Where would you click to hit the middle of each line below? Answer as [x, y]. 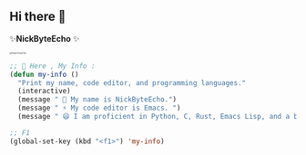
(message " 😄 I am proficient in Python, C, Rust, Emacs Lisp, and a [154, 117]
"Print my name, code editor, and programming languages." [132, 82]
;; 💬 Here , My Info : [52, 66]
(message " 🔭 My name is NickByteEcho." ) [97, 100]
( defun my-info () [44, 74]
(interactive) [44, 92]
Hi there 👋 [38, 17]
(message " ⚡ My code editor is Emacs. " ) [99, 108]
